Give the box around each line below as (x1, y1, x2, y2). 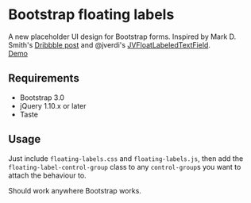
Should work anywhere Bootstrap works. (8, 186, 141, 195)
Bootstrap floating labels (8, 6, 175, 24)
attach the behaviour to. (8, 170, 87, 180)
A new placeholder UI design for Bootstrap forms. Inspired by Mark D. (8, 32, 237, 41)
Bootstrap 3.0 (19, 93, 65, 102)
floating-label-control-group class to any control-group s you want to (8, 162, 241, 171)
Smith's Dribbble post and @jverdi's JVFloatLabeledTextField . (8, 40, 210, 49)
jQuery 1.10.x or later (19, 101, 87, 110)
